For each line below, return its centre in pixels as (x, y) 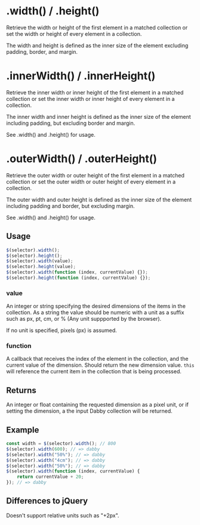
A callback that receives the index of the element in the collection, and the (97, 359)
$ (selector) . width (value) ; (40, 261)
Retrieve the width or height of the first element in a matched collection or (97, 27)
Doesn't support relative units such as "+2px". (63, 515)
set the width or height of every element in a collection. (74, 33)
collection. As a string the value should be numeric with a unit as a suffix (95, 312)
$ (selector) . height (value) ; (41, 267)
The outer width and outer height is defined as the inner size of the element (99, 199)
